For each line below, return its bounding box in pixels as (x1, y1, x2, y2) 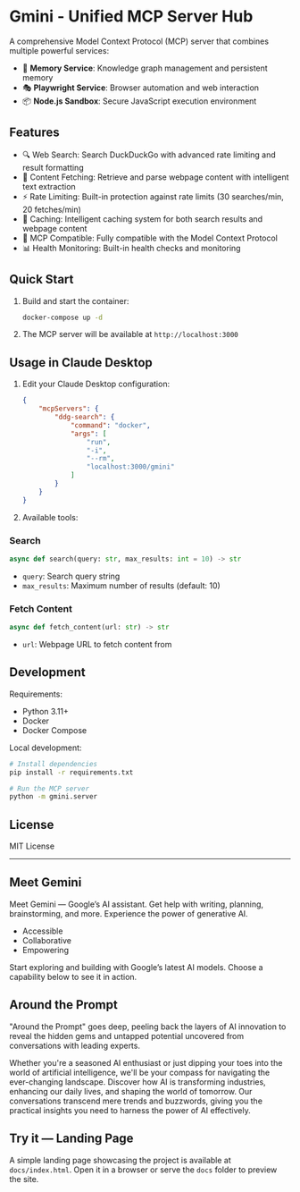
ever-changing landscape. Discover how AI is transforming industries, (9, 1076, 266, 1087)
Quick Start (9, 272, 74, 287)
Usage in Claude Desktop (9, 355, 154, 370)
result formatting (21, 162, 84, 173)
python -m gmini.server (9, 792, 98, 801)
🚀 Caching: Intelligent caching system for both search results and (21, 213, 263, 224)
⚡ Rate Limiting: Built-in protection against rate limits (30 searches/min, (21, 190, 284, 202)
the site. (9, 1173, 39, 1184)
